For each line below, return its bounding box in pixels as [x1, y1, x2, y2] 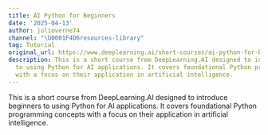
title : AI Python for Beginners [8, 11, 116, 20]
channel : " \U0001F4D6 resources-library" [8, 33, 145, 42]
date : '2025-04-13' [8, 19, 73, 27]
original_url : [8, 48, 56, 56]
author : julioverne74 [8, 26, 81, 34]
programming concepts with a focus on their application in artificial [8, 109, 229, 119]
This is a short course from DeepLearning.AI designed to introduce [8, 92, 228, 102]
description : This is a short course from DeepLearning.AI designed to [8, 56, 251, 64]
